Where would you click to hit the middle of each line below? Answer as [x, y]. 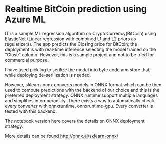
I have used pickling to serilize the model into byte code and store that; [78, 70]
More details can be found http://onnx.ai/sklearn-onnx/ [62, 136]
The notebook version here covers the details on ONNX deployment [75, 121]
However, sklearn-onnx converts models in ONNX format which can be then [83, 85]
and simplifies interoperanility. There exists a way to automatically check [80, 100]
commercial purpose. [27, 60]
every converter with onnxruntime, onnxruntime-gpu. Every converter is [79, 106]
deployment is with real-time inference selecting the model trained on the [81, 49]
